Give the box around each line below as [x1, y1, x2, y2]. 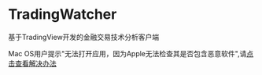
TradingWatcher [8, 5, 117, 23]
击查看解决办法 [8, 59, 57, 68]
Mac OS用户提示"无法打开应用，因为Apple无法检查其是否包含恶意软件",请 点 [8, 48, 254, 58]
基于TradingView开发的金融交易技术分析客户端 [8, 32, 160, 41]
